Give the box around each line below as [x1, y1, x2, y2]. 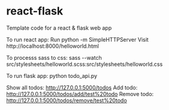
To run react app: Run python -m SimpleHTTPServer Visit [6, 36, 149, 43]
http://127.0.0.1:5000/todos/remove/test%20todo [6, 97, 127, 104]
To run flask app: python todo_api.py [6, 72, 98, 79]
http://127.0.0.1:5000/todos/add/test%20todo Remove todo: [6, 90, 154, 97]
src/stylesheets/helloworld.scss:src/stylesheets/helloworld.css [6, 60, 163, 68]
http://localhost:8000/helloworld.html [6, 42, 100, 50]
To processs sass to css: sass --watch [6, 54, 102, 61]
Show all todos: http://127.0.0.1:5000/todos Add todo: [6, 83, 138, 91]
